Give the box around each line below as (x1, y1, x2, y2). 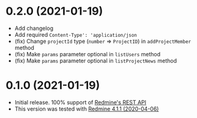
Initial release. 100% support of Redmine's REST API (14, 98, 147, 106)
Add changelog (14, 24, 54, 32)
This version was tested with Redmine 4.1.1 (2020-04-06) (14, 105, 159, 112)
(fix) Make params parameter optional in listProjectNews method (14, 57, 177, 64)
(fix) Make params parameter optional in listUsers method (14, 50, 161, 57)
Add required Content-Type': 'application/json (14, 31, 137, 38)
